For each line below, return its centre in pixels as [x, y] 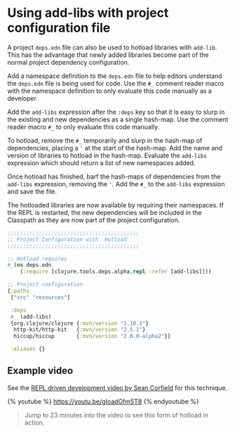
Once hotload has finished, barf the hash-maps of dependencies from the [114, 176]
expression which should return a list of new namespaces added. [101, 162]
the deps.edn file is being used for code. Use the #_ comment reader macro [116, 83]
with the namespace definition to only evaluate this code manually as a [109, 91]
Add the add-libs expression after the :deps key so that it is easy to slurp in [116, 112]
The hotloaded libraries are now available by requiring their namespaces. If [116, 205]
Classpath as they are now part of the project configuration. [94, 220]
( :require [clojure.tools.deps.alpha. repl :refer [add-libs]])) [116, 272]
